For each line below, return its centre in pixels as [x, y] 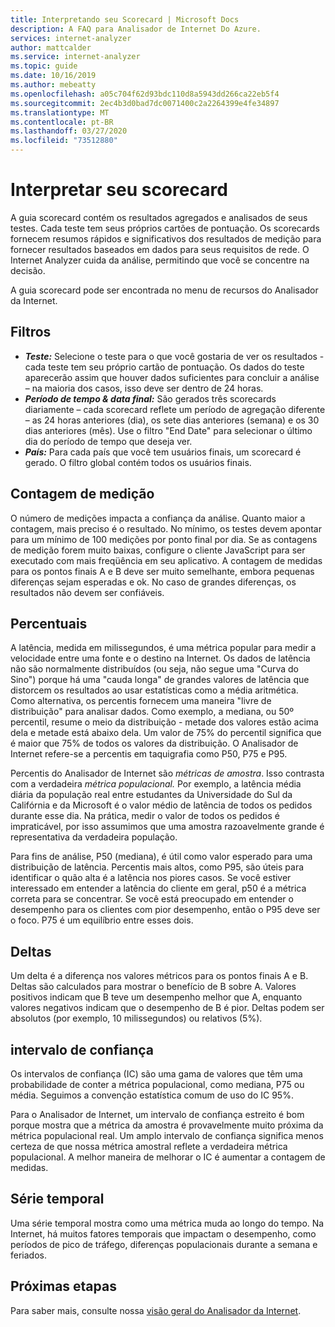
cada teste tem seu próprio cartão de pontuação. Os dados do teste [164, 367]
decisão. [28, 270]
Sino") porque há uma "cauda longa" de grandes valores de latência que [160, 680]
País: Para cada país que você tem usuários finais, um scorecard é [163, 452]
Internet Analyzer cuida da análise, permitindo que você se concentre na [160, 260]
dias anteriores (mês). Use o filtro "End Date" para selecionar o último [168, 430]
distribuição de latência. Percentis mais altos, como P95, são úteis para [157, 867]
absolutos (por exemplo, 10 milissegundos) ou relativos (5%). [136, 1018]
